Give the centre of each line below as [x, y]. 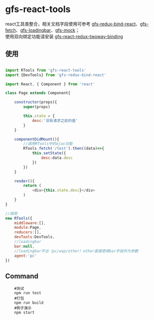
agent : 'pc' [26, 255]
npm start [25, 313]
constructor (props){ [36, 102]
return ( [32, 186]
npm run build [29, 303]
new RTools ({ [19, 218]
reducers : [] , [28, 232]
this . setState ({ [49, 153]
